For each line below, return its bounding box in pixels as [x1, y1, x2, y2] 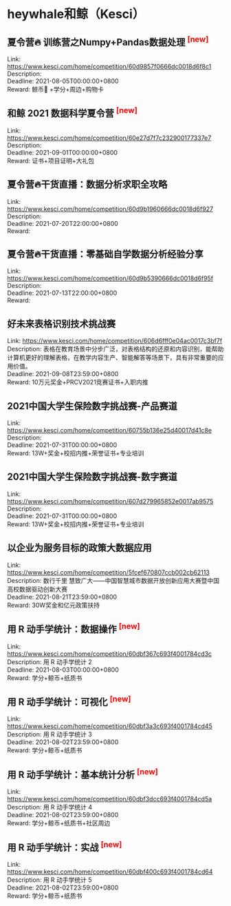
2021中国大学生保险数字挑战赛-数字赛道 [7, 471, 177, 483]
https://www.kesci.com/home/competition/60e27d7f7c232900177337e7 [7, 134, 212, 142]
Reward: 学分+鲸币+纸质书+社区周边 [7, 819, 111, 827]
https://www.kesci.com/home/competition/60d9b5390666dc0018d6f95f [7, 274, 214, 282]
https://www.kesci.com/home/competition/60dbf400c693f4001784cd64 [7, 867, 213, 876]
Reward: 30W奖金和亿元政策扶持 [7, 601, 100, 609]
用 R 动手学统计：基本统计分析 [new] [7, 766, 158, 781]
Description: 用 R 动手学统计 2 [7, 657, 92, 666]
